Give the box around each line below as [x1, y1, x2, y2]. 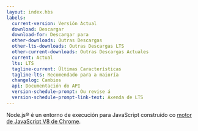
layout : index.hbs [6, 9, 53, 15]
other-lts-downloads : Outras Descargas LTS [12, 43, 124, 50]
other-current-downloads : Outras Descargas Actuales [12, 49, 149, 55]
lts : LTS [12, 60, 34, 66]
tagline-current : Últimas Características [12, 65, 122, 72]
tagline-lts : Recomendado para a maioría [12, 72, 119, 78]
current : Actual [12, 54, 53, 61]
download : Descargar [12, 26, 64, 32]
